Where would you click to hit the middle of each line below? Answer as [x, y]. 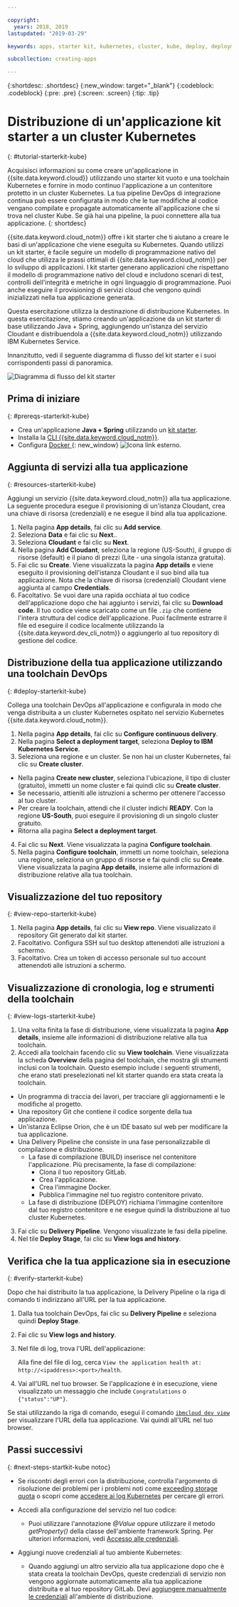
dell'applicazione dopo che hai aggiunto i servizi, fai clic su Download [120, 602]
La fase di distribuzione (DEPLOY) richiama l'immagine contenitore [126, 1202]
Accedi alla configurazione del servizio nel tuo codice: [97, 1510]
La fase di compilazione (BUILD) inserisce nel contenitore [112, 1157]
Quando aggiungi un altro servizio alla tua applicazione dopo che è [126, 1566]
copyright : [23, 20]
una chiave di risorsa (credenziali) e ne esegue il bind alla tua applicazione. [117, 513]
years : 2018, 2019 [41, 27]
